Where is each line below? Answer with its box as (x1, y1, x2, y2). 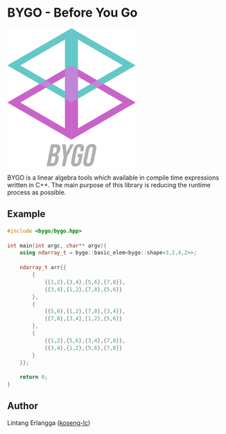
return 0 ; (19, 374, 49, 381)
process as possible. (7, 188, 67, 196)
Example (7, 208, 46, 220)
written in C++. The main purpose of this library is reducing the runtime (7, 180, 211, 189)
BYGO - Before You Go (7, 5, 138, 21)
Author (7, 400, 38, 412)
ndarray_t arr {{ (19, 264, 67, 271)
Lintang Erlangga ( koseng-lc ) (7, 418, 91, 427)
